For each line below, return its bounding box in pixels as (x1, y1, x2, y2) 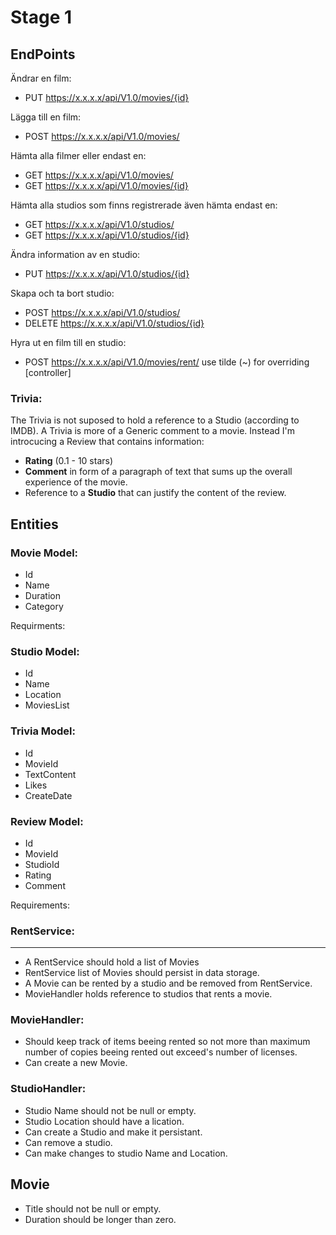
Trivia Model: (10, 724, 77, 738)
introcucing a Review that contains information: (10, 436, 205, 448)
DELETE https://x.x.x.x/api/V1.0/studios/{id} (24, 317, 205, 329)
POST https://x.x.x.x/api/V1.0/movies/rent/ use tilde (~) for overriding (24, 356, 310, 368)
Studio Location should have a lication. (24, 1115, 185, 1127)
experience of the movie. (24, 476, 128, 488)
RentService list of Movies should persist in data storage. (24, 967, 260, 979)
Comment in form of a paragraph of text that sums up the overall (24, 466, 293, 478)
